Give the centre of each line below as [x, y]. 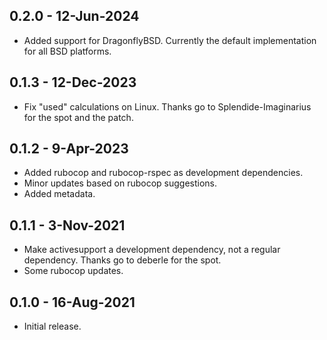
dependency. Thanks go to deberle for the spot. [122, 260]
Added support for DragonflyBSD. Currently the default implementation [170, 40]
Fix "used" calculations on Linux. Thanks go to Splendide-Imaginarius [167, 106]
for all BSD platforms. [67, 51]
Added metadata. [59, 194]
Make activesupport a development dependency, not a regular [152, 250]
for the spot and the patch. [78, 117]
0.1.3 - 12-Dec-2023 [73, 82]
